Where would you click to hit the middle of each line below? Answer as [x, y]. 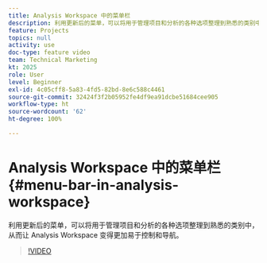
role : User [26, 75]
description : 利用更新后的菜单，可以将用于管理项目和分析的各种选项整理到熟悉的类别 [132, 23]
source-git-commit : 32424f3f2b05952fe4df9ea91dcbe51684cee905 [113, 97]
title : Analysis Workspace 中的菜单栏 [70, 15]
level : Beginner [35, 82]
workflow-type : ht [39, 104]
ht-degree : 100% [35, 119]
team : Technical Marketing [53, 60]
